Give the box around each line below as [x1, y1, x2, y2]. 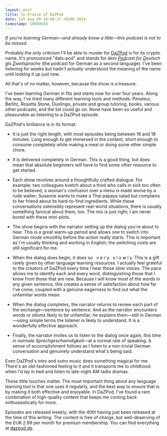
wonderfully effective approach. [12, 323, 79, 329]
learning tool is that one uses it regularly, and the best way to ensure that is [5, 384, 160, 390]
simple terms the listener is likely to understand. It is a [29, 318, 140, 324]
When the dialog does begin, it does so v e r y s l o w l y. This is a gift [12, 255, 160, 261]
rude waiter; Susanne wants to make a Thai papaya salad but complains [12, 193, 161, 199]
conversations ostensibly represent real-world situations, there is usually [12, 203, 162, 210]
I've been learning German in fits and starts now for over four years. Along [5, 90, 158, 96]
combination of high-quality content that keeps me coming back [5, 394, 137, 400]
